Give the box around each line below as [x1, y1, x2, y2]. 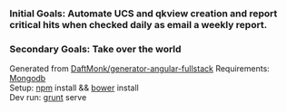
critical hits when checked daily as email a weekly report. [9, 18, 268, 31]
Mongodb [9, 73, 46, 84]
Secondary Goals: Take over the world [9, 42, 182, 55]
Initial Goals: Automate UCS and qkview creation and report [9, 7, 278, 20]
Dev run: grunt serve [9, 92, 87, 103]
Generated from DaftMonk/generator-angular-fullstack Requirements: [9, 63, 270, 74]
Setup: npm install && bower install [9, 82, 139, 93]
